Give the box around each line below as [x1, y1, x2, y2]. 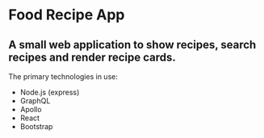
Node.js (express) [19, 87, 80, 97]
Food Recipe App [8, 6, 125, 24]
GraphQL [19, 96, 51, 106]
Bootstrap [19, 122, 53, 131]
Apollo [19, 105, 42, 114]
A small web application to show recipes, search [8, 38, 257, 52]
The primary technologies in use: [8, 72, 119, 82]
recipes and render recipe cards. [8, 50, 176, 64]
